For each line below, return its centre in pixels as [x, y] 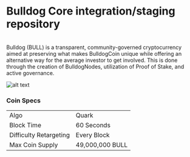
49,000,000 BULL [102, 145]
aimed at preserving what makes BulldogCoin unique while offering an [94, 53]
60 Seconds [93, 125]
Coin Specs [24, 100]
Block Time [25, 125]
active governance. [30, 73]
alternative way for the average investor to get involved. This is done [92, 60]
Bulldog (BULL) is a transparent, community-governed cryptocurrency [94, 47]
